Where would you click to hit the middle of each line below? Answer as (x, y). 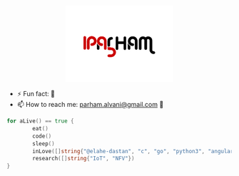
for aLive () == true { (40, 121)
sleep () (44, 144)
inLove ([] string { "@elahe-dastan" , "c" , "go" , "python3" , (118, 151)
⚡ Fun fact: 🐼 (36, 94)
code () (42, 136)
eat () (41, 128)
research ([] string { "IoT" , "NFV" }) (83, 159)
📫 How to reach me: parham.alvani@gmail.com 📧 (90, 104)
